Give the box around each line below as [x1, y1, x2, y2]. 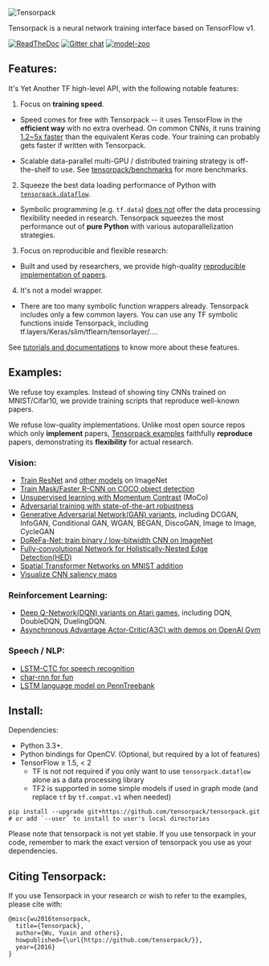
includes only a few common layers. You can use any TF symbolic [19, 309, 238, 319]
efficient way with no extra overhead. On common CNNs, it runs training [19, 123, 261, 133]
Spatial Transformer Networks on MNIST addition [19, 561, 183, 570]
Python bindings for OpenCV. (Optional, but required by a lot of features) [19, 749, 261, 759]
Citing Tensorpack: [8, 869, 107, 883]
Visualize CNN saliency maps [19, 569, 118, 579]
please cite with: [8, 899, 63, 910]
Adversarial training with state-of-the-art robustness [19, 500, 194, 511]
